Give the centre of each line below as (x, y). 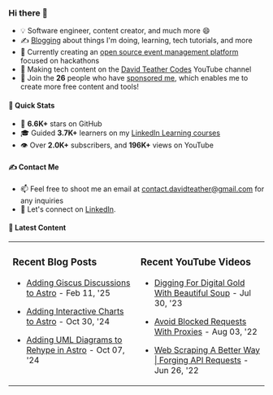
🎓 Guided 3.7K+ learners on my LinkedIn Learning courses (120, 133)
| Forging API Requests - (201, 360)
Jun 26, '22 (176, 370)
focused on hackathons (60, 61)
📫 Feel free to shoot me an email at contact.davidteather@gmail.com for (142, 189)
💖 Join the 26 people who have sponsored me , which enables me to (134, 78)
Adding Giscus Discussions (78, 283)
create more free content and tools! (80, 87)
